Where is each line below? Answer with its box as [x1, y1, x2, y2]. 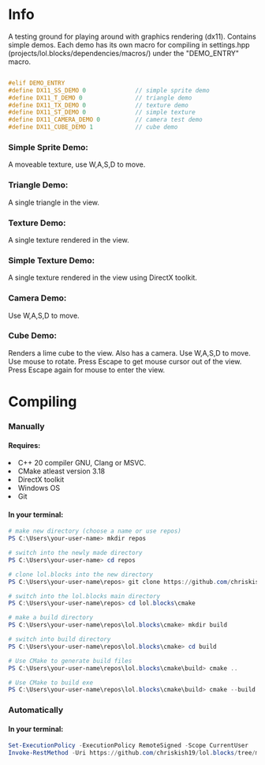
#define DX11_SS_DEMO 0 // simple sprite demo [8, 86, 211, 94]
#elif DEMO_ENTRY [8, 79, 65, 87]
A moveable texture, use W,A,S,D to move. [8, 160, 146, 169]
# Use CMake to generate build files [8, 657, 132, 665]
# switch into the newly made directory [8, 549, 144, 557]
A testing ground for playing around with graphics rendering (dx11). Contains [8, 32, 256, 41]
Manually [8, 420, 45, 431]
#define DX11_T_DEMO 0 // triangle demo [8, 93, 192, 102]
